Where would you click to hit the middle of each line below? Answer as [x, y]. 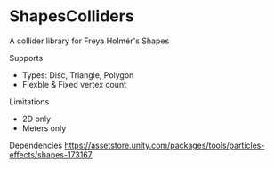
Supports [26, 58]
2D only [36, 119]
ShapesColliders [72, 16]
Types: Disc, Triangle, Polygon [78, 75]
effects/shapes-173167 [51, 154]
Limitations [29, 101]
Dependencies [36, 145]
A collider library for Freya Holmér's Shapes [89, 41]
